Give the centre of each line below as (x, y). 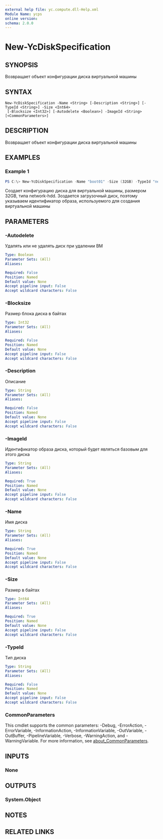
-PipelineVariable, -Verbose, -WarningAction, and (76, 736)
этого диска (17, 454)
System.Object (23, 799)
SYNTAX (19, 92)
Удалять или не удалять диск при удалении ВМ (54, 246)
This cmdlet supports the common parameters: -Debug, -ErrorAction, (74, 725)
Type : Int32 (17, 323)
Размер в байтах (22, 590)
